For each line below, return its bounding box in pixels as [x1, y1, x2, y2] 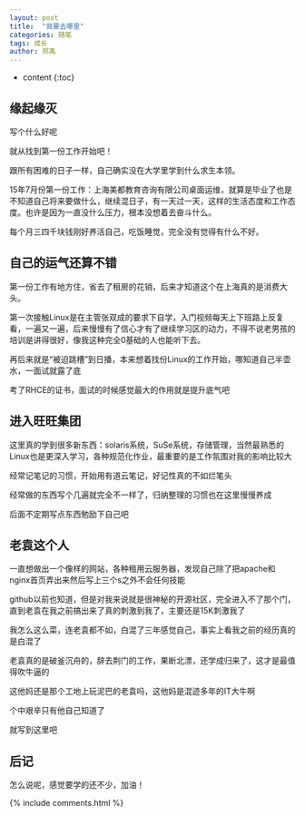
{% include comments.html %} [9, 798, 124, 809]
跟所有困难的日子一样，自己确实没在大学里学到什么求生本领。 [9, 164, 241, 175]
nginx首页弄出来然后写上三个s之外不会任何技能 [9, 575, 186, 585]
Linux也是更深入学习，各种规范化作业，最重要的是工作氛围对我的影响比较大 [9, 450, 292, 461]
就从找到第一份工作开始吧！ [9, 145, 113, 156]
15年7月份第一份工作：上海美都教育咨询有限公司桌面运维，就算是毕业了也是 [9, 183, 292, 195]
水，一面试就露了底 [9, 365, 82, 376]
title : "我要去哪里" [9, 22, 84, 31]
